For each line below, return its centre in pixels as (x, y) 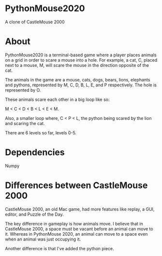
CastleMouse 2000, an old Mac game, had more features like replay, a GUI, (80, 209)
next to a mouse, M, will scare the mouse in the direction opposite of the (77, 65)
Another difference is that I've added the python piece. (60, 248)
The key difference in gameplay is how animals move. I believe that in (74, 224)
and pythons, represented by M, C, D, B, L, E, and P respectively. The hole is (81, 85)
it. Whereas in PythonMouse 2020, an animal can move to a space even (76, 234)
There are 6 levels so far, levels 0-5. (41, 133)
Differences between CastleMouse (76, 185)
